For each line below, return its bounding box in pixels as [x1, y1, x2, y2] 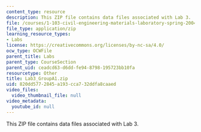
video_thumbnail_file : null [11, 92, 82, 98]
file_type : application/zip [6, 25, 77, 32]
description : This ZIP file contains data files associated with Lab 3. [6, 14, 191, 20]
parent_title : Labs [6, 53, 55, 59]
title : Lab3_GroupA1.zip [6, 76, 68, 82]
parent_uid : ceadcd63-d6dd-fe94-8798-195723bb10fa [6, 64, 135, 71]
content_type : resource [6, 8, 66, 15]
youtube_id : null [11, 103, 55, 110]
